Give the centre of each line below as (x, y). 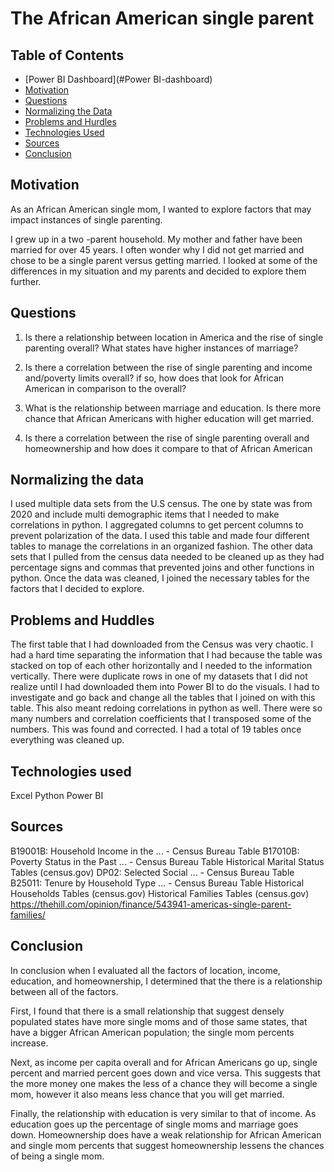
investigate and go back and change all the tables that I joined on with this (163, 698)
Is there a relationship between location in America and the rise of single (174, 337)
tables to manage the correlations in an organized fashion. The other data (161, 546)
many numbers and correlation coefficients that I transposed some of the (161, 719)
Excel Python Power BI (57, 796)
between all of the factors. (64, 991)
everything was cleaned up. (67, 740)
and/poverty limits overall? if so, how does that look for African (154, 378)
